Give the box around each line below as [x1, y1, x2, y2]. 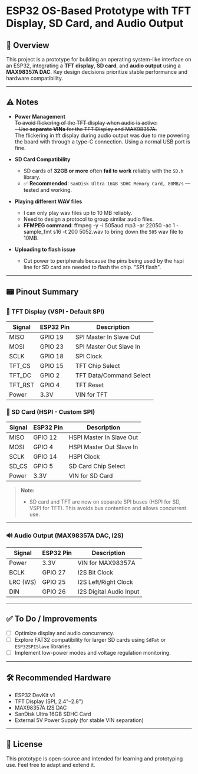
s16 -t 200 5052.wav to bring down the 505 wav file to [52, 228, 184, 235]
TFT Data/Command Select [75, 371, 151, 379]
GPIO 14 [33, 452, 57, 461]
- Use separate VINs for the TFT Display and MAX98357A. [14, 125, 157, 132]
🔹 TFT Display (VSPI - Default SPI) [6, 308, 105, 316]
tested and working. [23, 186, 72, 193]
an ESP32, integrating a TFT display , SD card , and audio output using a [6, 62, 181, 69]
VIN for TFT [75, 390, 108, 399]
